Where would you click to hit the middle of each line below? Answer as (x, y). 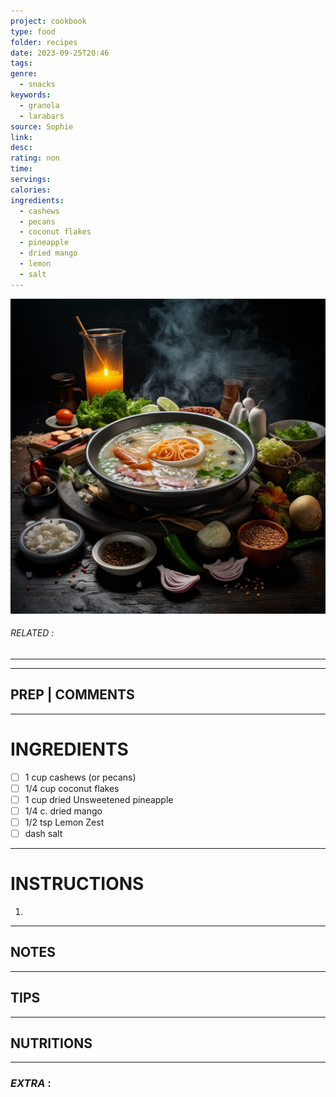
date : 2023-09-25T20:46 (60, 53)
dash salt (43, 833)
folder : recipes (44, 42)
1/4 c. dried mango (63, 811)
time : (21, 169)
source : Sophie (42, 126)
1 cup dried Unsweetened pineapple (99, 799)
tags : (21, 63)
